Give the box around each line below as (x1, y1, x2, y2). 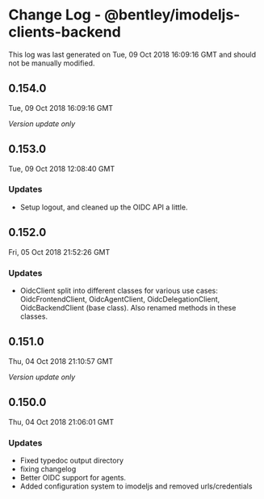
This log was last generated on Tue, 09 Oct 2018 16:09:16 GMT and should (8, 49, 257, 59)
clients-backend (8, 23, 121, 41)
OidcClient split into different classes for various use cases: (19, 285, 218, 295)
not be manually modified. (8, 58, 95, 68)
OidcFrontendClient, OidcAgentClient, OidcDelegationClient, (19, 294, 220, 304)
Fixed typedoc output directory (19, 455, 124, 465)
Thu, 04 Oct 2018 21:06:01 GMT (8, 417, 115, 426)
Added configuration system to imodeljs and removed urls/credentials (19, 481, 253, 491)
